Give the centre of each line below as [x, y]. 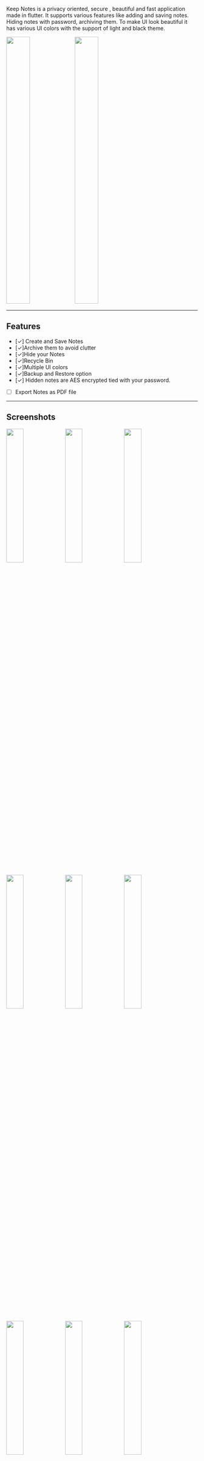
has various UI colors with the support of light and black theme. [86, 28]
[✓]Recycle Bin [34, 361]
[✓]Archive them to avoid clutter [56, 348]
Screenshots [31, 417]
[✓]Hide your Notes [40, 354]
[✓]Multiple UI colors [41, 367]
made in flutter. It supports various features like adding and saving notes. [98, 15]
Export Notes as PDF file [46, 392]
